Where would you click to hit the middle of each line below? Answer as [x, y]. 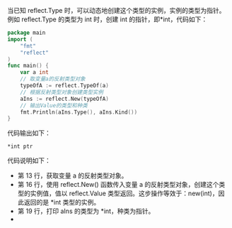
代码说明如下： [29, 161]
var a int [35, 72]
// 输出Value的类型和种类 [54, 105]
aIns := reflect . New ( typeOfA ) [65, 99]
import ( [20, 39]
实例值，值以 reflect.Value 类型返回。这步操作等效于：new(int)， [124, 193]
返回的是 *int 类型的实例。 [62, 202]
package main [27, 33]
